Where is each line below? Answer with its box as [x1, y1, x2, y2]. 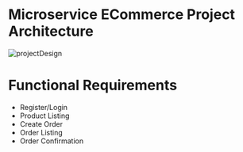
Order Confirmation [19, 136, 84, 146]
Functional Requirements [8, 77, 177, 94]
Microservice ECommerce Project [8, 6, 236, 24]
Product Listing [19, 111, 70, 120]
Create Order [19, 119, 64, 128]
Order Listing [19, 127, 64, 137]
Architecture [8, 22, 94, 40]
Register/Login [19, 102, 68, 112]
